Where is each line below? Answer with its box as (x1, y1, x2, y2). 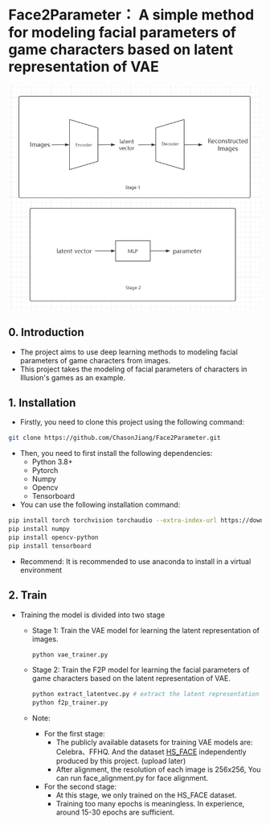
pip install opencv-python (8, 533, 99, 541)
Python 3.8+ (31, 457, 74, 466)
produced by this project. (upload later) (55, 757, 186, 766)
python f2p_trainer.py (31, 699, 108, 707)
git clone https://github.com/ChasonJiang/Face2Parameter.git (8, 434, 221, 442)
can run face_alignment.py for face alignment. (55, 773, 209, 783)
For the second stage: (43, 781, 117, 792)
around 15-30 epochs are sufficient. (55, 807, 175, 817)
